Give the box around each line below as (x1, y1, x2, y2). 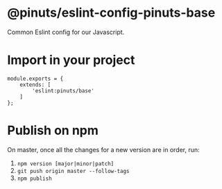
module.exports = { (7, 75, 64, 82)
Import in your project (7, 52, 135, 68)
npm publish (17, 175, 52, 182)
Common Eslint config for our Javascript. (7, 28, 125, 36)
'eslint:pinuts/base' (32, 87, 95, 94)
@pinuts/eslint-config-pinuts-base (7, 5, 216, 21)
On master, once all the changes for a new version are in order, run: (7, 145, 200, 154)
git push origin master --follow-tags (17, 167, 130, 174)
